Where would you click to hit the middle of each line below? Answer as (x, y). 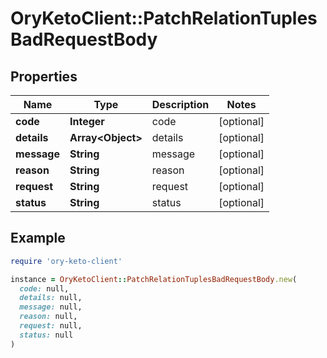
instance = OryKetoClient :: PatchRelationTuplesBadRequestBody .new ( (154, 279)
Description (180, 104)
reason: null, (48, 317)
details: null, (51, 298)
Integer (87, 121)
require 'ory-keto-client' (66, 261)
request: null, (51, 326)
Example (38, 238)
